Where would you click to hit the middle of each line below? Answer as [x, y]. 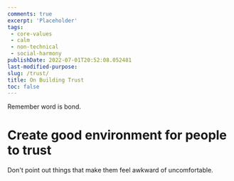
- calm [20, 40]
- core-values [31, 34]
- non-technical [34, 47]
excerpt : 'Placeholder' [43, 21]
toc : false [23, 87]
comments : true [30, 14]
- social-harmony [36, 54]
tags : [15, 27]
